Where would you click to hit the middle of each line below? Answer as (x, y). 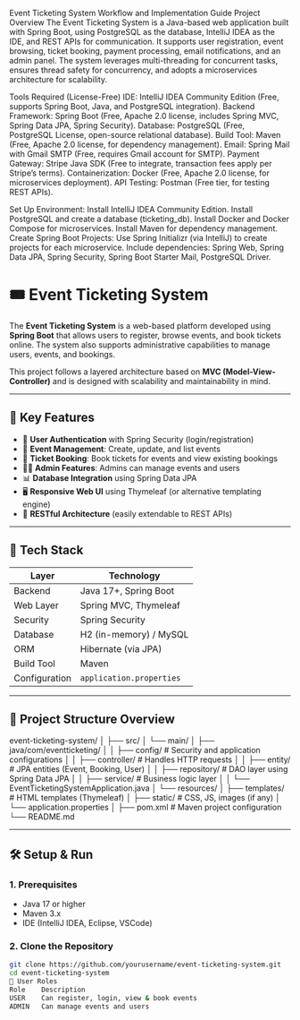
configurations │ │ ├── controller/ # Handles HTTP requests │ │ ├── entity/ (150, 759)
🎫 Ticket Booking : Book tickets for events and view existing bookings (150, 458)
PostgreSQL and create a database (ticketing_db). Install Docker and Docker (150, 219)
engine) (36, 504)
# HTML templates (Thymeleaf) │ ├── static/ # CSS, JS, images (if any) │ (145, 798)
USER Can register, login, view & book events (104, 998)
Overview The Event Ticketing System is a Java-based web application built (149, 22)
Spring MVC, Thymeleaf (130, 605)
